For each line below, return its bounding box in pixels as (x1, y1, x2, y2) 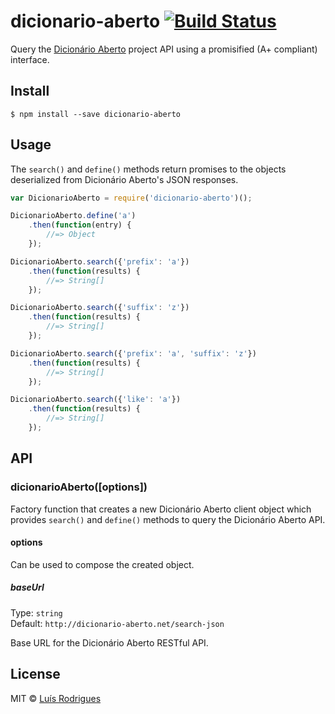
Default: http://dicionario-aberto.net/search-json (10, 617, 225, 629)
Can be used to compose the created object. (10, 558, 195, 570)
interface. (10, 53, 50, 65)
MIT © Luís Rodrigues (10, 692, 102, 704)
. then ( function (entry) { (28, 220, 132, 230)
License (10, 666, 61, 683)
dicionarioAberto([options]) (10, 480, 148, 494)
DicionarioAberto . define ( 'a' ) (10, 211, 137, 221)
